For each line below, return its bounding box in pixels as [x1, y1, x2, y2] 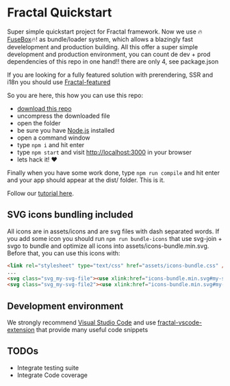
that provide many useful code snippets [36, 326, 149, 334]
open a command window [16, 133, 90, 142]
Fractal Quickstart [7, 5, 112, 21]
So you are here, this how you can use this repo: [7, 91, 144, 99]
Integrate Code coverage [16, 371, 88, 379]
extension [7, 326, 36, 334]
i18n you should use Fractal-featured [7, 77, 111, 86]
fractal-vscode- [157, 318, 203, 326]
